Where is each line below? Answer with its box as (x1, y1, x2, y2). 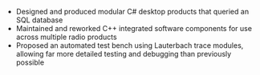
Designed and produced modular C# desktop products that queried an (15, 7, 250, 16)
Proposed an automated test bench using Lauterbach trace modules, (15, 41, 244, 50)
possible (15, 57, 45, 67)
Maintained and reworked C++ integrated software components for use (15, 24, 253, 33)
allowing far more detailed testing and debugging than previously (15, 49, 232, 58)
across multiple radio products (15, 32, 118, 41)
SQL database (15, 15, 63, 25)
